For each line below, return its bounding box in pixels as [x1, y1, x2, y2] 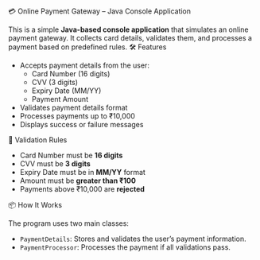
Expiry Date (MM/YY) [31, 86, 102, 95]
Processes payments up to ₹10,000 [19, 111, 135, 121]
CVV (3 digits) [31, 78, 78, 87]
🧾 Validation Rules [8, 135, 68, 145]
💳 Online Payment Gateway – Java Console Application [8, 6, 192, 16]
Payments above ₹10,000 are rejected [19, 184, 146, 193]
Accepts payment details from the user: [19, 60, 149, 70]
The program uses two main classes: [8, 219, 130, 228]
